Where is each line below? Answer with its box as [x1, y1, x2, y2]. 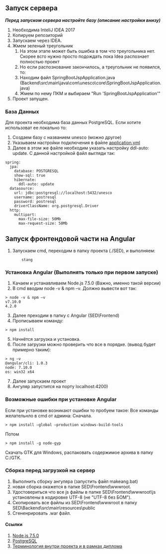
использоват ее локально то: [5, 125, 67, 131]
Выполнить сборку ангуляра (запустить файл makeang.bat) [12, 478, 138, 484]
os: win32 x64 [5, 370, 35, 375]
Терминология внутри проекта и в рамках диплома [12, 543, 123, 550]
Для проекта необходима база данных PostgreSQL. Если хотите [5, 120, 141, 126]
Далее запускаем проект [12, 378, 66, 384]
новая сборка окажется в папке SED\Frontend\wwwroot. [12, 483, 132, 490]
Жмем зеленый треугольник [12, 42, 74, 49]
